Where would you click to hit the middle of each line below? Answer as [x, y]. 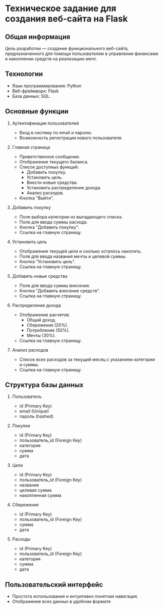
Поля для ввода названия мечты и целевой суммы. [73, 256]
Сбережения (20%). [47, 325]
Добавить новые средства [40, 276]
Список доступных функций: [49, 167]
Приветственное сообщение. [50, 157]
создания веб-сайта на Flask [66, 19]
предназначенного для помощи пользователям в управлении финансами [82, 54]
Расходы [21, 539]
